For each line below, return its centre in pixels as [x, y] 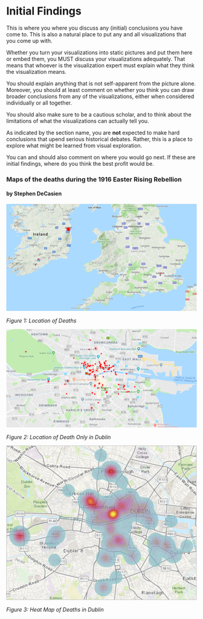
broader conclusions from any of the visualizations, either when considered [100, 96]
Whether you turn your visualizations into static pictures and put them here [99, 52]
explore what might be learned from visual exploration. [74, 145]
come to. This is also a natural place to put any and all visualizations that [96, 34]
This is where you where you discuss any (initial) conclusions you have [95, 28]
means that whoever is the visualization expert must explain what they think [101, 65]
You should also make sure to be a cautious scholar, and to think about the [99, 114]
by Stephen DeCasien [34, 194]
